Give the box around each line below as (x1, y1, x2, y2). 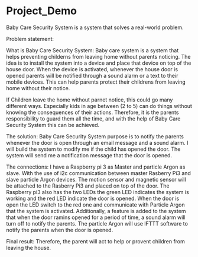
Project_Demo (6, 4, 77, 18)
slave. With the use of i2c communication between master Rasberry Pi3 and (6, 169, 191, 176)
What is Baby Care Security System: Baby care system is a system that (6, 46, 179, 54)
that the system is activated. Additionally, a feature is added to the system (6, 207, 186, 214)
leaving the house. (6, 244, 51, 251)
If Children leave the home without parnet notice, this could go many (6, 96, 173, 103)
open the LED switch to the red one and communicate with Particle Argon (6, 201, 185, 208)
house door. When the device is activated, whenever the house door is (6, 65, 178, 72)
